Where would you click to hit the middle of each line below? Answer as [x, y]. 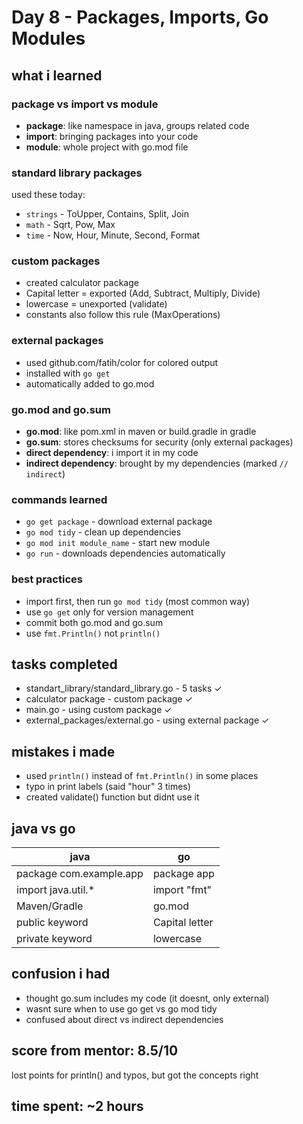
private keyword [54, 939]
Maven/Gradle [50, 906]
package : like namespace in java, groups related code [137, 125]
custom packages [56, 261]
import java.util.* [56, 890]
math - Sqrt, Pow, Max [70, 225]
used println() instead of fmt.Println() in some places [142, 776]
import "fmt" [182, 890]
